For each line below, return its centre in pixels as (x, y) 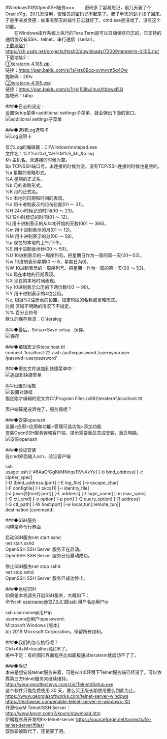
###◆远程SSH (21, 589)
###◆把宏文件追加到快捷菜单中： (41, 368)
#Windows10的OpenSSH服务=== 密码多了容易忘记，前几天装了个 (78, 7)
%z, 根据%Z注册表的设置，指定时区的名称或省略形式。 (62, 300)
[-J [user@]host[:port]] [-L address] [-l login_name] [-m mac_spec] (76, 493)
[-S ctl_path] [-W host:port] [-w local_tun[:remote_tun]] (63, 504)
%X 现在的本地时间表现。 (32, 281)
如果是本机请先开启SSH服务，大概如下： (48, 595)
